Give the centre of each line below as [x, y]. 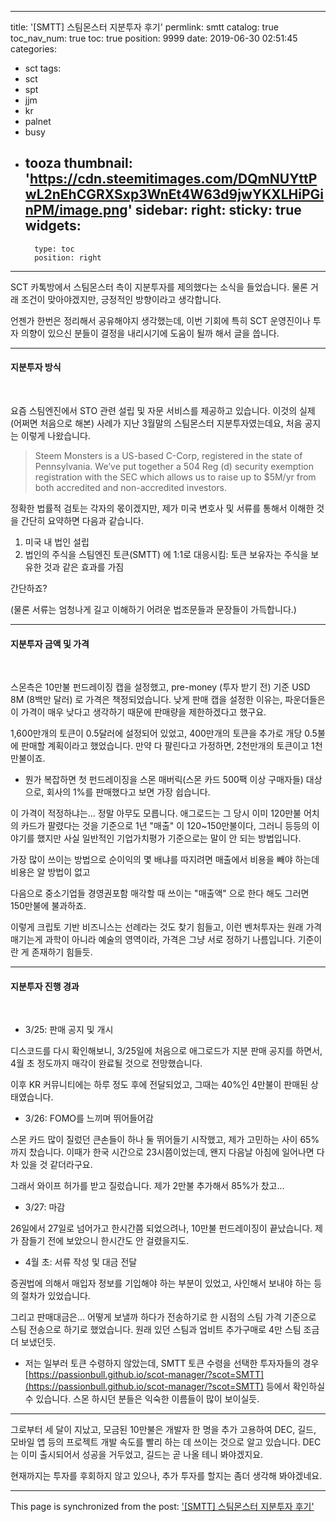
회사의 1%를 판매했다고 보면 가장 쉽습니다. [128, 792]
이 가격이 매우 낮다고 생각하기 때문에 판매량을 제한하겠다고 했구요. [138, 712]
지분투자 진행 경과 [45, 986]
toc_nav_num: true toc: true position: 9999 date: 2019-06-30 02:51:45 [154, 38]
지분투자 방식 [36, 367]
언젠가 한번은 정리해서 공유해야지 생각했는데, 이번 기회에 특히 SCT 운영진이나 [160, 320]
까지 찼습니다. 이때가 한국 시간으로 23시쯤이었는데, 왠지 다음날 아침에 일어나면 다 [167, 1152]
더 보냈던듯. [33, 1342]
